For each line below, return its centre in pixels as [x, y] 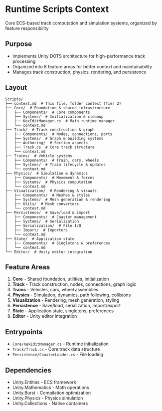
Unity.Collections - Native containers [50, 403]
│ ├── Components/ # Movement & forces [50, 178]
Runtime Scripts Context [57, 9]
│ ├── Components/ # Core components [48, 112]
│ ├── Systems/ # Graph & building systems [54, 138]
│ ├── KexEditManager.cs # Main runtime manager [60, 121]
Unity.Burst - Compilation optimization [52, 393]
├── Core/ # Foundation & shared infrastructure [58, 108]
